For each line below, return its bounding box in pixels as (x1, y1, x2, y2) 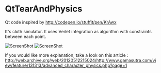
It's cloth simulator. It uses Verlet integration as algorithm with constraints (5, 28, 152, 34)
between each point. (5, 34, 46, 39)
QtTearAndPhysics (5, 3, 82, 14)
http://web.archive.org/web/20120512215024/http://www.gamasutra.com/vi (5, 57, 156, 63)
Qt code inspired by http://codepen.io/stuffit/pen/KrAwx (5, 19, 117, 25)
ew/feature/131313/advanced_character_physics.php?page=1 (5, 62, 127, 68)
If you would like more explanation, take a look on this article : (5, 52, 129, 58)
